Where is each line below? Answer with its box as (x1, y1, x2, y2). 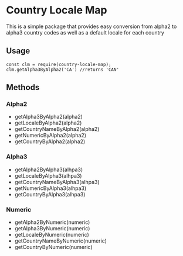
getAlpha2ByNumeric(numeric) (14, 219, 90, 226)
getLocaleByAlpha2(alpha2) (14, 119, 82, 126)
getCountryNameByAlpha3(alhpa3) (14, 178, 100, 185)
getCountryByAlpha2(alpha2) (14, 138, 86, 145)
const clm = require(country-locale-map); (6, 61, 111, 67)
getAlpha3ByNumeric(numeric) (14, 225, 90, 232)
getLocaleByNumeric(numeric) (14, 231, 89, 238)
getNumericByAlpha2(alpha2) (14, 132, 87, 139)
